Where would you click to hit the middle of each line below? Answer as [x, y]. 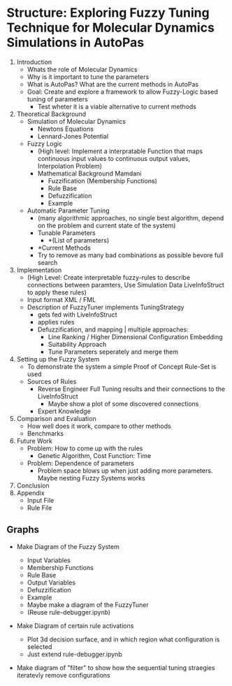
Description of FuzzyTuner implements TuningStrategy [106, 307]
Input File [41, 500]
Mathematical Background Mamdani [89, 173]
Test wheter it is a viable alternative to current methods [117, 106]
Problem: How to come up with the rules [85, 448]
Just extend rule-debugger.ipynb [75, 654]
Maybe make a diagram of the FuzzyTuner [88, 605]
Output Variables [51, 583]
